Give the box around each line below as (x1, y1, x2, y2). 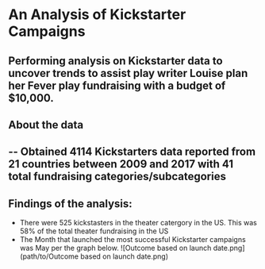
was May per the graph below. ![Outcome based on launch (19, 244, 212, 253)
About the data (8, 117, 84, 132)
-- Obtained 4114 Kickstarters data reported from (8, 145, 256, 159)
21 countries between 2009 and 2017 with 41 (8, 157, 234, 171)
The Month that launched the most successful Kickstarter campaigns (19, 235, 246, 244)
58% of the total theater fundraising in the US (19, 226, 169, 236)
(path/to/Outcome (19, 252, 79, 261)
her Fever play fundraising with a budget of (8, 79, 226, 92)
